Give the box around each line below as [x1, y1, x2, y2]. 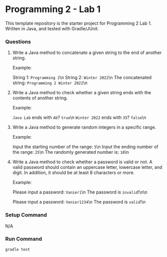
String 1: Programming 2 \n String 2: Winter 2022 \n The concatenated [12, 75, 152, 81]
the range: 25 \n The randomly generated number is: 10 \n [12, 149, 129, 155]
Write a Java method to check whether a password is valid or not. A [12, 159, 153, 165]
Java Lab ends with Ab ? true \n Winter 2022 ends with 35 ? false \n [12, 114, 146, 120]
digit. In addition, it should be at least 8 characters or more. [12, 170, 135, 176]
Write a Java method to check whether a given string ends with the [12, 90, 151, 96]
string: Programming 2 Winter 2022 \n [12, 80, 88, 86]
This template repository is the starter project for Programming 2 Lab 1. [5, 20, 152, 26]
